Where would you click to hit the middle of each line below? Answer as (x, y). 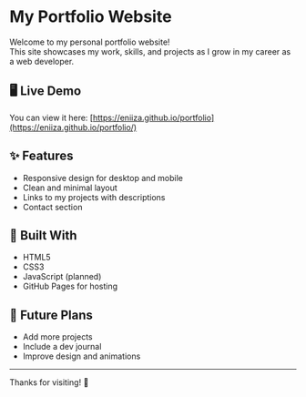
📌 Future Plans (51, 315)
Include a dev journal (62, 347)
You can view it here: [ (51, 117)
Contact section (52, 207)
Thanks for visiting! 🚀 (49, 382)
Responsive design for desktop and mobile (103, 178)
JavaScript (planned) (62, 277)
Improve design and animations (82, 356)
